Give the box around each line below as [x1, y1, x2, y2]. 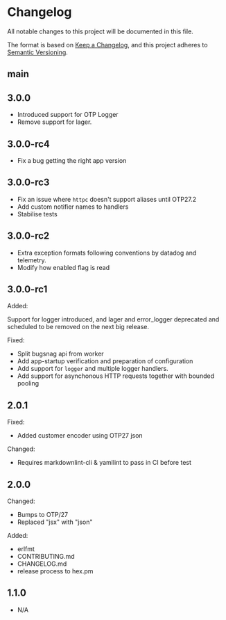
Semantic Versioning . [7, 48, 68, 56]
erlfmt [17, 545, 35, 553]
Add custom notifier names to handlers [17, 202, 129, 211]
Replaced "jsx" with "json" [17, 518, 93, 526]
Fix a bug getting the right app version [17, 156, 127, 164]
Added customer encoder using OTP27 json [17, 431, 144, 440]
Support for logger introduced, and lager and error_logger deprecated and [7, 315, 220, 324]
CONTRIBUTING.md [17, 553, 75, 561]
